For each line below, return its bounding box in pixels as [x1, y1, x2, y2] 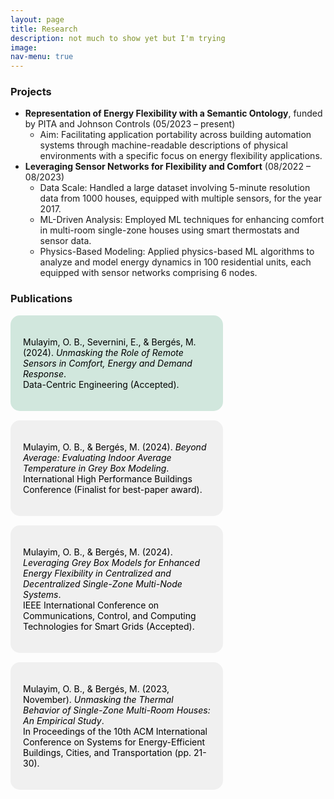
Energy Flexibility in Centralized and [23, 567, 172, 579]
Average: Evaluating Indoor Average [23, 451, 172, 463]
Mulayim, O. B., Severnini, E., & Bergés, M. [23, 336, 197, 348]
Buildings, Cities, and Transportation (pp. [23, 746, 192, 758]
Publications [10, 292, 73, 306]
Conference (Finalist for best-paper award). [23, 483, 203, 495]
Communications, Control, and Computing [23, 609, 197, 621]
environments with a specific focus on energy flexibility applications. [39, 150, 323, 162]
